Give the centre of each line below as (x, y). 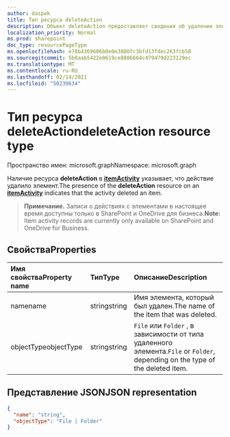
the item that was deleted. (175, 314)
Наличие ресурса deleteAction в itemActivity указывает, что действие (111, 178)
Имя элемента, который (174, 297)
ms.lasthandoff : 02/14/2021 (47, 77)
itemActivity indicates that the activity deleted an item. (85, 193)
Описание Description (170, 277)
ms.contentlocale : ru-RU (42, 70)
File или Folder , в (164, 326)
